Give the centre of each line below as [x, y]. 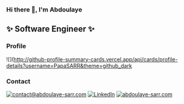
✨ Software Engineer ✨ [50, 29]
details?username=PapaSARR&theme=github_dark [69, 66]
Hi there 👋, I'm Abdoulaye [44, 10]
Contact [18, 81]
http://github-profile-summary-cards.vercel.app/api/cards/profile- [96, 59]
